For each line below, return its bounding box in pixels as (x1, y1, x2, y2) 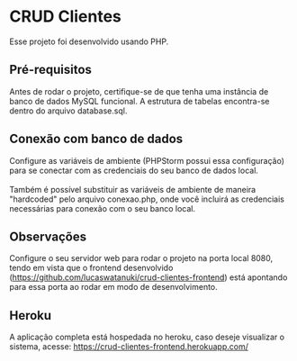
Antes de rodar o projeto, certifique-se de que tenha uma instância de (9, 86, 269, 96)
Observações (9, 229, 87, 244)
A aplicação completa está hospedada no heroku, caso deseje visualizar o (9, 331, 285, 343)
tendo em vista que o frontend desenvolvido (9, 263, 174, 274)
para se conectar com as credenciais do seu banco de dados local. (9, 165, 259, 176)
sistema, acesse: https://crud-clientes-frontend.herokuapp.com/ (9, 341, 249, 352)
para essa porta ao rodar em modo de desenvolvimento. (9, 282, 218, 293)
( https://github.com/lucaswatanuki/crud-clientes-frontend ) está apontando (9, 272, 288, 283)
